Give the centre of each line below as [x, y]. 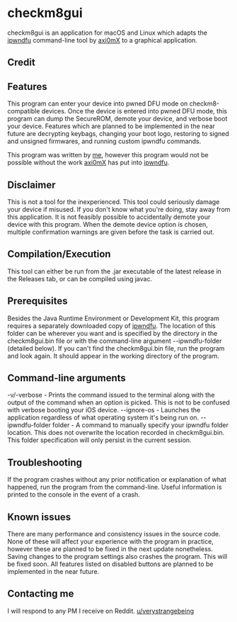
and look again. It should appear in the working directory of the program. [113, 356]
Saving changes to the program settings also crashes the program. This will [117, 557]
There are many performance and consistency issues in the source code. [114, 534]
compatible [24, 111]
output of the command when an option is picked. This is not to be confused [118, 402]
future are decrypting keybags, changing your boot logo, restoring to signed [118, 134]
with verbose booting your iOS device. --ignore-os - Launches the [104, 410]
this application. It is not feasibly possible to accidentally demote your [109, 217]
